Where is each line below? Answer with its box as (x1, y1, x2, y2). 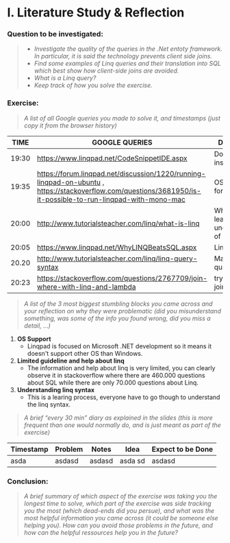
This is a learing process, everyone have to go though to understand (27, 393, 220, 401)
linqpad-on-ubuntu (36, 177, 101, 186)
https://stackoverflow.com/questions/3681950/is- (36, 186, 202, 195)
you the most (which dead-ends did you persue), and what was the (23, 507, 214, 515)
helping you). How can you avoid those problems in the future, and (23, 521, 214, 529)
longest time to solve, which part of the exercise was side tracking (23, 499, 212, 508)
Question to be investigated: (7, 29, 104, 39)
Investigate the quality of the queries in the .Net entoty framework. (34, 45, 222, 53)
